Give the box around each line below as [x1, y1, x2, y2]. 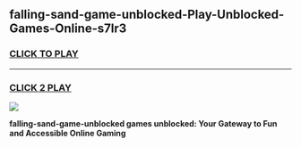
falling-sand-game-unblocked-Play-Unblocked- [9, 7, 285, 22]
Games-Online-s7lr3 [9, 21, 127, 37]
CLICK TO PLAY [9, 48, 79, 61]
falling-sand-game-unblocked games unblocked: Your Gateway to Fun [9, 118, 278, 128]
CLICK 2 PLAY [9, 81, 72, 94]
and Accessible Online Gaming [9, 127, 126, 138]
